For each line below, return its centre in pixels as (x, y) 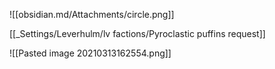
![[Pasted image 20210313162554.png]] (90, 53)
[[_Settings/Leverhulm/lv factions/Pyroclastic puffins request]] (137, 33)
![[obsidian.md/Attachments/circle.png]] (92, 14)
